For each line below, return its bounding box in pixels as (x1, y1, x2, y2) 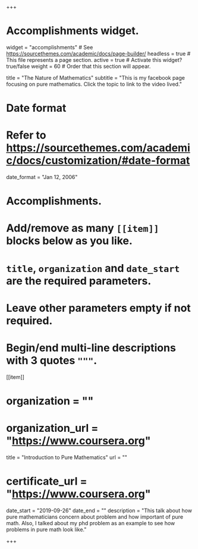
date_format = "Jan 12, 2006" (6, 174, 78, 181)
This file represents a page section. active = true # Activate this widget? (6, 56, 183, 63)
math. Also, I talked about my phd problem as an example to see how (6, 519, 175, 526)
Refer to (6, 128, 46, 142)
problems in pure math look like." (6, 526, 87, 533)
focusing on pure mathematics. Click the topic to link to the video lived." (6, 80, 183, 87)
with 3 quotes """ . (6, 354, 98, 367)
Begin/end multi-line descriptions (6, 341, 177, 355)
